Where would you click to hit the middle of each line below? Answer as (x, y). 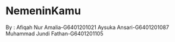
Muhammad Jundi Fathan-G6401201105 (54, 33)
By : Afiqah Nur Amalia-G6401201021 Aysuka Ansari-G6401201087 (87, 27)
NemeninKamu (43, 11)
